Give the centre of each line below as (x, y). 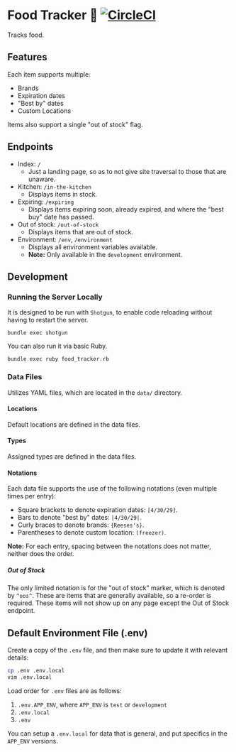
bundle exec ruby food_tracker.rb (58, 359)
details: (18, 658)
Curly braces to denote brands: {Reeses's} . (81, 525)
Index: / (29, 164)
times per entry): (32, 496)
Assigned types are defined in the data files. (72, 456)
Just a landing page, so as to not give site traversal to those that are (127, 171)
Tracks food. (26, 35)
